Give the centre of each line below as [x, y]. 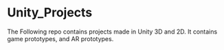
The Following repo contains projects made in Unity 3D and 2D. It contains [112, 32]
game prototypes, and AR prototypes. [60, 38]
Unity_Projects [50, 13]
